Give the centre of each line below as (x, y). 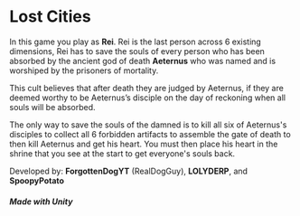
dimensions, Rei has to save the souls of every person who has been (137, 51)
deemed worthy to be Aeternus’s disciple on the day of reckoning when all (148, 98)
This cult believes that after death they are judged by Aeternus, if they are (147, 88)
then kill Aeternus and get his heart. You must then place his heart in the (144, 144)
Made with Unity (41, 202)
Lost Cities (51, 17)
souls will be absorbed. (53, 107)
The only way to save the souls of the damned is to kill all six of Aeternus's (148, 125)
